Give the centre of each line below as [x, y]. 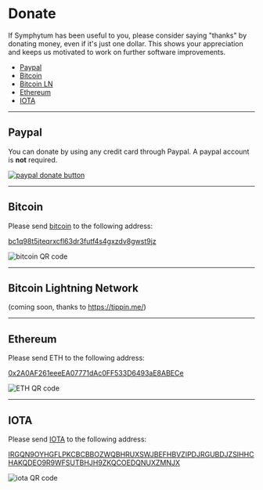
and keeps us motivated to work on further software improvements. [117, 52]
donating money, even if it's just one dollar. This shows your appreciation [126, 43]
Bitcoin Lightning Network [73, 288]
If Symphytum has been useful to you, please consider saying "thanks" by [128, 35]
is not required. [33, 160]
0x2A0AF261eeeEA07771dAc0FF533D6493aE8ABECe [96, 373]
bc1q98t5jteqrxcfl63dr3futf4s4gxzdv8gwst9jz [82, 241]
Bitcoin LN [36, 84]
